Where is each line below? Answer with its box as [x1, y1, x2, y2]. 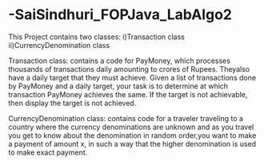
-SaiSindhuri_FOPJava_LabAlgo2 [8, 6, 232, 24]
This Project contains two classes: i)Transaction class [8, 32, 186, 41]
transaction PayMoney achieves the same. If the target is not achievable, [8, 89, 248, 99]
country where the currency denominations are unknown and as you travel [8, 122, 254, 132]
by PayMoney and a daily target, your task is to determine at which [8, 81, 229, 91]
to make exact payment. [8, 147, 88, 157]
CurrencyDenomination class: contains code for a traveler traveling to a [8, 113, 244, 123]
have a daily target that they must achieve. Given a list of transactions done [8, 73, 257, 82]
